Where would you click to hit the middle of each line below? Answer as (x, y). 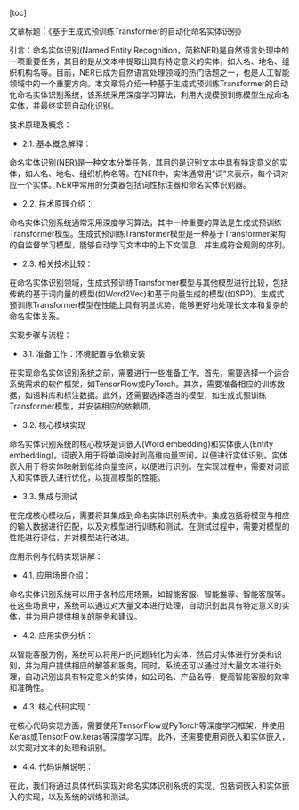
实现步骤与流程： (40, 335)
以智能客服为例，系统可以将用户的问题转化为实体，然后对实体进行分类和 (141, 654)
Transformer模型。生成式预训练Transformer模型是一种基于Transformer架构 (148, 234)
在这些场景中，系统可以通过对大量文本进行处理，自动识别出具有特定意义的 (145, 605)
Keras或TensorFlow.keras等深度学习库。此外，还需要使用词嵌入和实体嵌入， (149, 737)
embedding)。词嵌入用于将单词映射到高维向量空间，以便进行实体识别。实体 (148, 455)
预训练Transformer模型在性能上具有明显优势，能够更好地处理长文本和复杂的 (149, 305)
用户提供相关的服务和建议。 (91, 616)
